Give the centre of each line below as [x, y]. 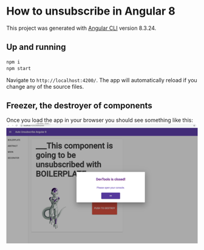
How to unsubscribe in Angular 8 [91, 11]
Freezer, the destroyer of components [80, 106]
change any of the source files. [45, 86]
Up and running [36, 47]
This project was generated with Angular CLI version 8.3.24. [81, 28]
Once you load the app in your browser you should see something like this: [100, 120]
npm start [19, 68]
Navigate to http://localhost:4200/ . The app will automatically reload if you [102, 80]
